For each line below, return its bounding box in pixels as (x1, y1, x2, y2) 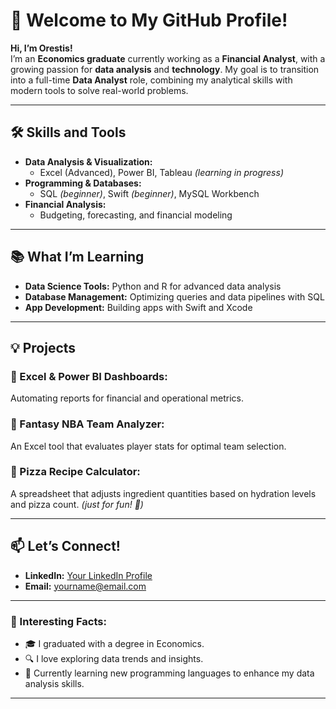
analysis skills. (24, 677, 85, 689)
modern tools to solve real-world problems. (10, 84, 189, 96)
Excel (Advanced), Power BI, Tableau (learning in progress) (39, 166, 284, 178)
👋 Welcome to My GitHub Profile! (10, 9, 288, 32)
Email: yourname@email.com (24, 580, 147, 592)
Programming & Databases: (24, 177, 142, 189)
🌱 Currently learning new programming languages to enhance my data (24, 667, 315, 679)
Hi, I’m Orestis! (10, 42, 73, 54)
